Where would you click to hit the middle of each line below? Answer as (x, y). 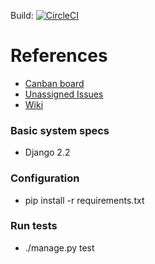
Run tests (34, 226)
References (59, 56)
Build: (22, 15)
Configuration (45, 178)
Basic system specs (60, 130)
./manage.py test (59, 247)
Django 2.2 (47, 152)
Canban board (54, 83)
